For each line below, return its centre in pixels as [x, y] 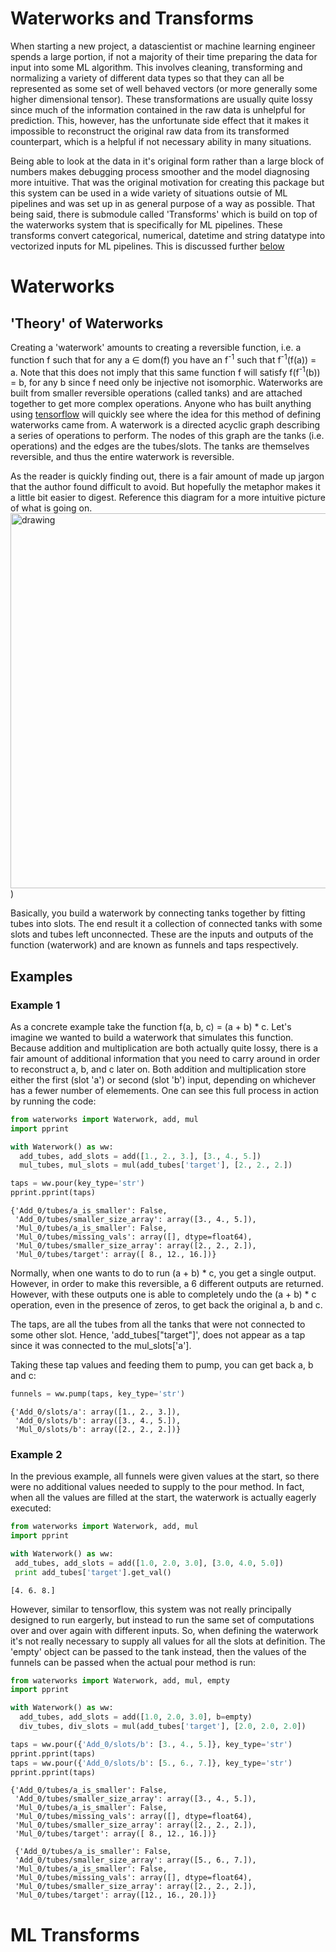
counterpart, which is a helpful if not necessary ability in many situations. [161, 141]
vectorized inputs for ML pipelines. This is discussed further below [147, 246]
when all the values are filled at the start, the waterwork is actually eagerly [163, 1498]
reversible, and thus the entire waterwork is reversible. [122, 457]
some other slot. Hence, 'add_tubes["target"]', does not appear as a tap [158, 1335]
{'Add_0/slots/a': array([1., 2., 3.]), [96, 1412]
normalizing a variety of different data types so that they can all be [147, 78]
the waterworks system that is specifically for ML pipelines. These [146, 224]
